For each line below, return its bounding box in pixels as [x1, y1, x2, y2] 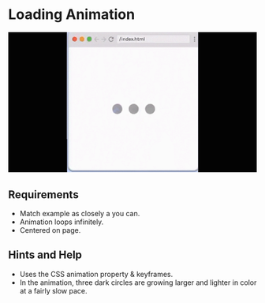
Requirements [8, 188, 79, 201]
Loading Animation [8, 6, 136, 24]
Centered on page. [19, 225, 81, 234]
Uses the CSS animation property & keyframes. [19, 269, 174, 279]
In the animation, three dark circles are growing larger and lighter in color [19, 278, 257, 287]
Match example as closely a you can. [19, 208, 140, 218]
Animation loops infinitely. [19, 217, 104, 226]
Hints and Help [8, 249, 83, 262]
